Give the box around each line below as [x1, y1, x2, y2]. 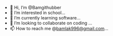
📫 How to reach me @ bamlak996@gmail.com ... [9, 26, 109, 31]
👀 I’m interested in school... [9, 10, 65, 16]
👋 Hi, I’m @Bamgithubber [9, 5, 61, 10]
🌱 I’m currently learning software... [9, 15, 81, 20]
